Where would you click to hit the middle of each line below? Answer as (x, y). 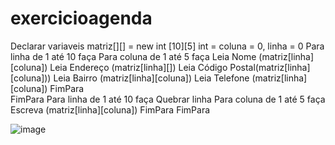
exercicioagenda (81, 18)
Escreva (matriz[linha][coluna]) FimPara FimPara (110, 109)
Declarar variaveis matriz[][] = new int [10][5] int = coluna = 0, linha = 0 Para (167, 46)
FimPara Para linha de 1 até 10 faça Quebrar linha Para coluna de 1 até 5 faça (168, 99)
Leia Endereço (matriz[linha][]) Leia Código (138, 67)
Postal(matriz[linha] (270, 67)
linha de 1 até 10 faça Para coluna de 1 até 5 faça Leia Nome (133, 56)
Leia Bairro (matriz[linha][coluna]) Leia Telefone (151, 78)
